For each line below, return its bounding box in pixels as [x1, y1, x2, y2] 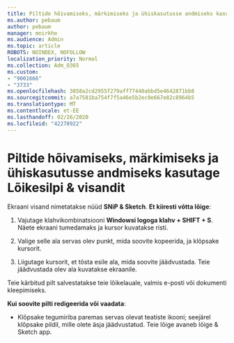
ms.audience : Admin [7, 36, 64, 43]
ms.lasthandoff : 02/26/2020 [7, 113, 89, 120]
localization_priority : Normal [7, 56, 98, 63]
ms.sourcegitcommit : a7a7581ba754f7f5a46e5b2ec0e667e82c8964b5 [7, 95, 195, 102]
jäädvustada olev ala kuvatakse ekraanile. [17, 265, 137, 273]
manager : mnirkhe [7, 29, 58, 37]
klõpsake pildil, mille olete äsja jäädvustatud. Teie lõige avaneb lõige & [17, 321, 219, 329]
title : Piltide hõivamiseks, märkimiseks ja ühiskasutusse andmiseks [7, 10, 214, 17]
